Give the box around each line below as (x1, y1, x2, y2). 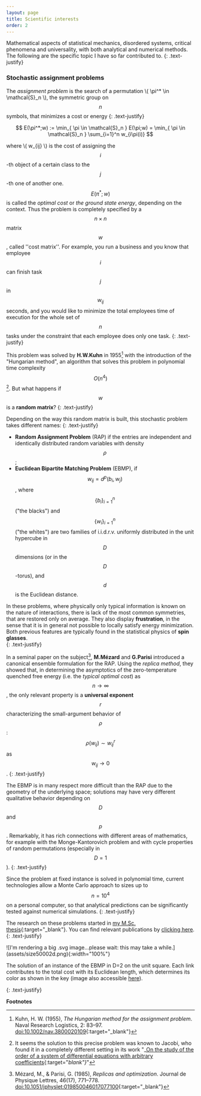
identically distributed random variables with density (14, 440, 145, 447)
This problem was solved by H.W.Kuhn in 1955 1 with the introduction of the (6, 351, 191, 358)
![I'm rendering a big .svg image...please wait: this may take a (6, 944, 157, 951)
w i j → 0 (91, 759, 110, 768)
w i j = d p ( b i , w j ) (87, 474, 123, 484)
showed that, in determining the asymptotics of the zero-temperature (6, 666, 177, 673)
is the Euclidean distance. (14, 591, 79, 598)
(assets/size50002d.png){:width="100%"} (6, 950, 111, 957)
